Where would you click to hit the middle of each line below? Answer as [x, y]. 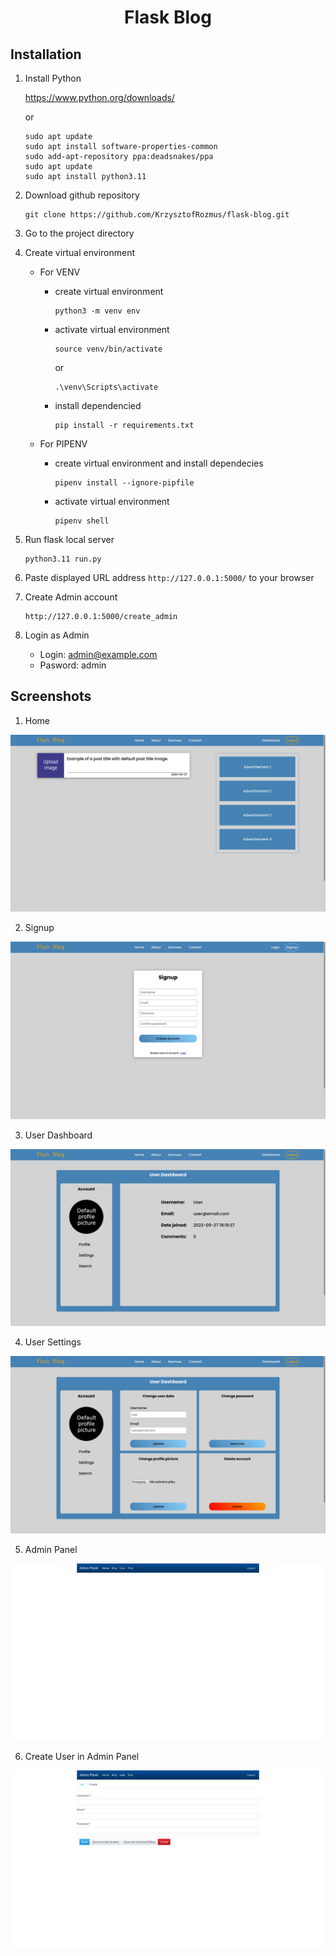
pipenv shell [82, 521]
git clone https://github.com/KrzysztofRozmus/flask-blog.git [157, 215]
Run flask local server [69, 539]
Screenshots [51, 696]
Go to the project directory [79, 233]
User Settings [53, 1342]
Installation [46, 54]
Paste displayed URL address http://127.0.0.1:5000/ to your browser [169, 577]
